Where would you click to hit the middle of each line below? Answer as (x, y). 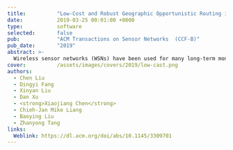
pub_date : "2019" (42, 46)
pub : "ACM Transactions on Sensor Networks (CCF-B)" (103, 39)
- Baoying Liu (34, 116)
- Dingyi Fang (34, 84)
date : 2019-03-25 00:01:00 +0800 (71, 20)
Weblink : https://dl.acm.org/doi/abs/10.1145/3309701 (93, 135)
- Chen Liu (29, 78)
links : (17, 129)
